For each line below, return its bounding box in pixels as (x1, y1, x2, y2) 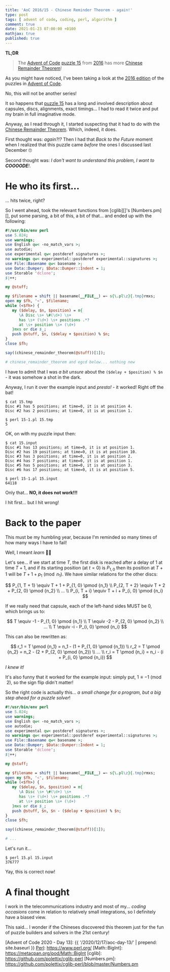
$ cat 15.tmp (5, 399, 33, 404)
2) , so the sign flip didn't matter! (6, 679, 74, 686)
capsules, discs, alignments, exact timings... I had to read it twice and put (5, 106, 159, 112)
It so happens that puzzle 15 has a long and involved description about (5, 100, 153, 106)
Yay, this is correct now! (5, 869, 56, 875)
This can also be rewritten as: (5, 634, 67, 640)
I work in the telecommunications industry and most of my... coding (5, 903, 146, 910)
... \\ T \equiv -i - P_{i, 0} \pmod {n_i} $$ (43, 624, 127, 630)
